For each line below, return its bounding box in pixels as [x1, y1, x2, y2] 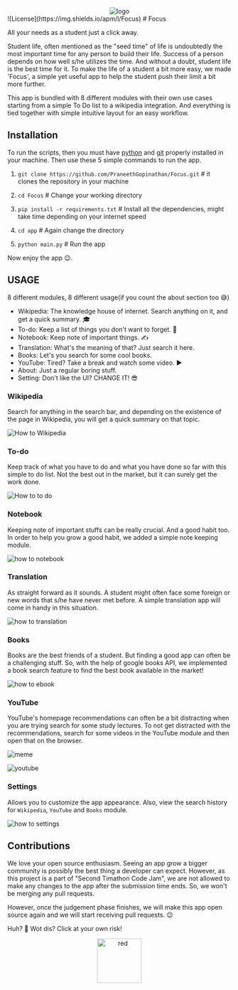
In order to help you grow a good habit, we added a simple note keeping [7, 533, 218, 541]
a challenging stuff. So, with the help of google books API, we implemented [7, 659, 227, 667]
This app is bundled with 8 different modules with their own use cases [7, 94, 213, 102]
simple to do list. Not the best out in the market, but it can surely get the [7, 470, 217, 479]
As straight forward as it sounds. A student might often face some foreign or [7, 588, 231, 597]
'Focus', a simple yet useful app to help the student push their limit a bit [7, 73, 216, 80]
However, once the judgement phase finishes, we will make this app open [7, 903, 222, 911]
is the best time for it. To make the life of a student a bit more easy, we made [7, 65, 232, 73]
